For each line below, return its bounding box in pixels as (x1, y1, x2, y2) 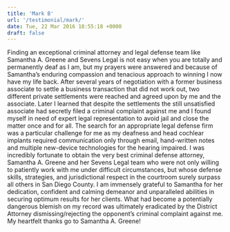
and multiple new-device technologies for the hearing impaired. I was (7, 144, 205, 152)
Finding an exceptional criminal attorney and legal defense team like (7, 48, 201, 57)
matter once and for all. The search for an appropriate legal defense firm (7, 122, 213, 130)
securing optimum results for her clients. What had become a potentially (7, 195, 213, 204)
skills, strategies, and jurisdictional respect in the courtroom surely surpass (7, 173, 221, 182)
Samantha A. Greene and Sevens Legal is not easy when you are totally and (7, 56, 222, 64)
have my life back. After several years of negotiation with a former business (7, 77, 222, 86)
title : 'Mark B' (7, 10, 54, 17)
